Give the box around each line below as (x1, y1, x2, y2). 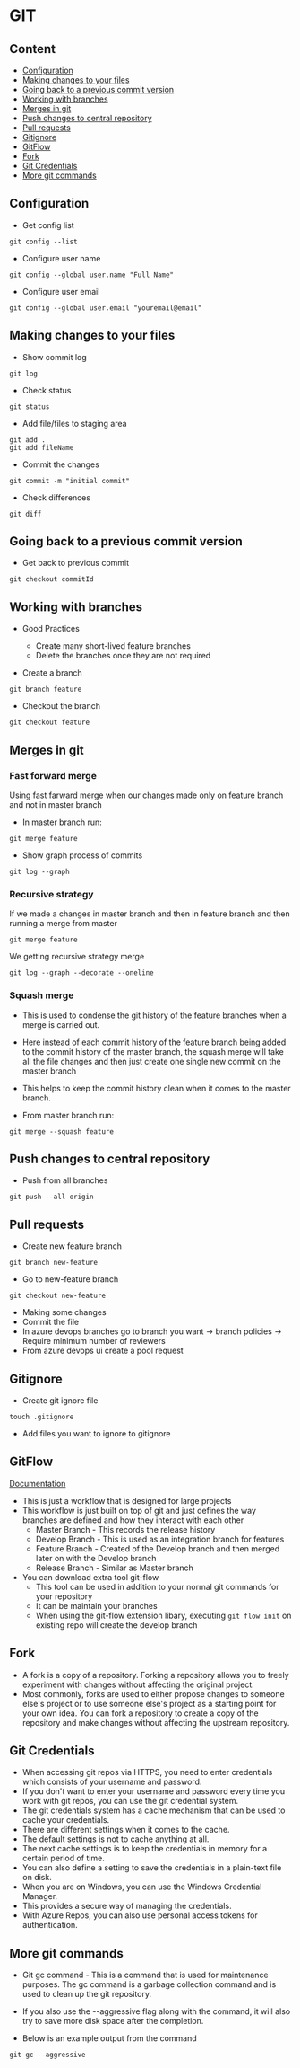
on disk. (21, 1872, 52, 1883)
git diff (9, 509, 42, 518)
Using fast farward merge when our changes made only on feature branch (9, 790, 284, 800)
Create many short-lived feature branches (35, 641, 191, 651)
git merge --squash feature (9, 1127, 115, 1136)
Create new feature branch (21, 1241, 123, 1251)
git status (9, 402, 50, 411)
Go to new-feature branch (21, 1274, 119, 1285)
